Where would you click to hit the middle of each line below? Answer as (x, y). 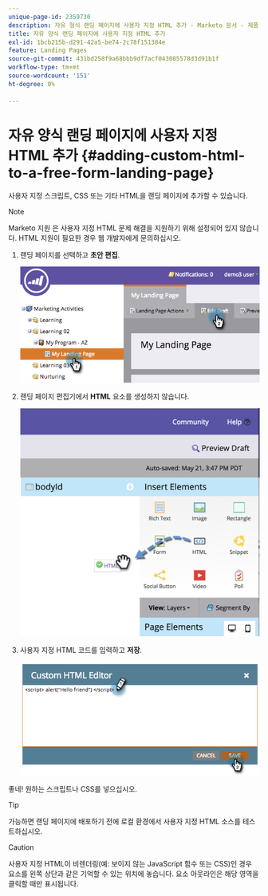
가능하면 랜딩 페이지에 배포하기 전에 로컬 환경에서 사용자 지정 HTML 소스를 (124, 821)
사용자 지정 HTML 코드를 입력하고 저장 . (81, 650)
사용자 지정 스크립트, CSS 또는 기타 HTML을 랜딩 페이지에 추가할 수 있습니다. (128, 196)
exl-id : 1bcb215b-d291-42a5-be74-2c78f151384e (87, 42)
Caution (21, 847)
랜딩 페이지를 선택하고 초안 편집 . (70, 255)
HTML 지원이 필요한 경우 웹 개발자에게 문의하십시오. (100, 238)
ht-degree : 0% (32, 84)
